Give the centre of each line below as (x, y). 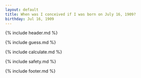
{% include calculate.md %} (34, 52)
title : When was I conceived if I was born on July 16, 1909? (70, 14)
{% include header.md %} (31, 33)
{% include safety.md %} (31, 62)
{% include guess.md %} (30, 42)
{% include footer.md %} (30, 71)
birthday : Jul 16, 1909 (30, 19)
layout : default (22, 10)
